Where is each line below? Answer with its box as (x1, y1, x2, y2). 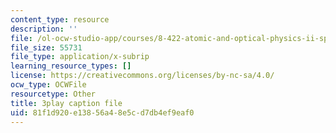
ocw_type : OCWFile (10, 80, 87, 90)
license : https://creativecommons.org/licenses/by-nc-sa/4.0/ (10, 71, 275, 81)
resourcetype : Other (10, 89, 97, 99)
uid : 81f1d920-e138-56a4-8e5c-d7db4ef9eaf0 (10, 107, 195, 118)
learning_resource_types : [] (10, 61, 132, 71)
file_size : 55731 (10, 42, 83, 53)
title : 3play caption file (10, 98, 123, 108)
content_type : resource (10, 14, 110, 25)
